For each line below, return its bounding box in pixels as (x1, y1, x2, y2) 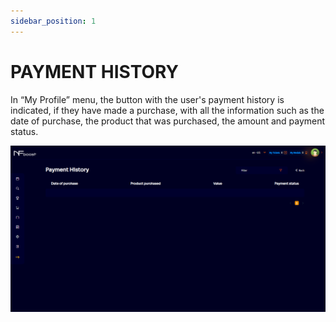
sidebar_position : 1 (10, 16, 97, 26)
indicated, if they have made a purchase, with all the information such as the (10, 104, 325, 116)
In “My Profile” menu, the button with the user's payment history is (10, 93, 285, 105)
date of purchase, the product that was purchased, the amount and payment (10, 115, 326, 127)
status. (10, 125, 39, 137)
